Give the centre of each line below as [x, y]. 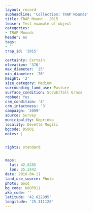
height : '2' [17, 79]
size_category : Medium [28, 83]
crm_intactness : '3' [26, 106]
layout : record [21, 10]
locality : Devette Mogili [31, 124]
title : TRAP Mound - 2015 [31, 19]
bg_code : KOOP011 [23, 188]
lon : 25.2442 [23, 170]
